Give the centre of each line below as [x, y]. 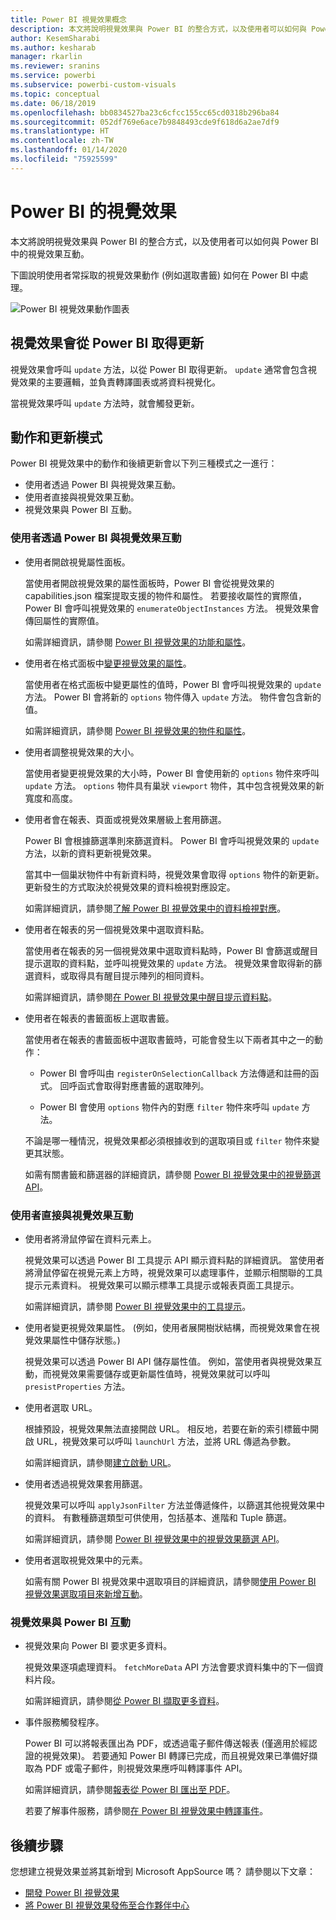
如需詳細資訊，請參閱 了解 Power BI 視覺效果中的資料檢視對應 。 [155, 908]
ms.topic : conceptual [55, 94]
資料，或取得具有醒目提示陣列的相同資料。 [121, 975]
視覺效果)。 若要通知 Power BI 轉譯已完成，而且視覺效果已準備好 [176, 1756]
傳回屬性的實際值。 [64, 620]
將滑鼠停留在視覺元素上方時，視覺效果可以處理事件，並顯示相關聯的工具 [173, 1272]
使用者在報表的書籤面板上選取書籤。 [99, 1018]
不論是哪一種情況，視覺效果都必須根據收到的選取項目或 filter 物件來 [168, 1140]
